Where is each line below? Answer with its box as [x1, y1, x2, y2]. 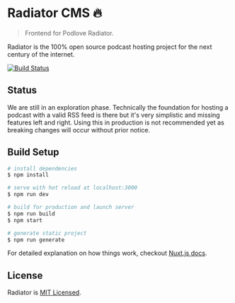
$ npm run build [7, 210, 55, 217]
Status [7, 84, 38, 96]
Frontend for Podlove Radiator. [24, 28, 115, 37]
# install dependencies [7, 165, 78, 172]
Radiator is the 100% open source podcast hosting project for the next [7, 42, 212, 51]
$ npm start [7, 217, 42, 224]
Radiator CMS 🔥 [7, 5, 103, 21]
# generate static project [7, 229, 87, 236]
